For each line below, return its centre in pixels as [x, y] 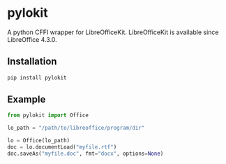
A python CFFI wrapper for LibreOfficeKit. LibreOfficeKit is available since [113, 32]
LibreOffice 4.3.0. [32, 39]
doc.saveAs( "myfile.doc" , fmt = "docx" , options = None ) [85, 154]
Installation [32, 62]
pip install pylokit [37, 77]
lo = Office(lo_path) [39, 141]
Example [27, 99]
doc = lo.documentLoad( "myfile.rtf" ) [62, 147]
